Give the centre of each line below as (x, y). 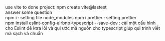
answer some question (29, 12)
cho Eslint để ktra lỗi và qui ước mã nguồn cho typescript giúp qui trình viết (83, 28)
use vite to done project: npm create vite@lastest (56, 7)
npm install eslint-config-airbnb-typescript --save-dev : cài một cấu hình (80, 23)
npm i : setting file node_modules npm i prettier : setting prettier (71, 18)
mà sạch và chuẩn (24, 33)
